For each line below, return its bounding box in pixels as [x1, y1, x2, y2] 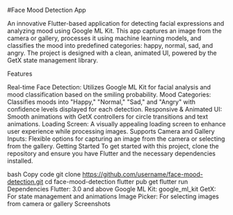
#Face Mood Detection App [7, 6, 86, 14]
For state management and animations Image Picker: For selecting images [7, 192, 219, 200]
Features [7, 69, 33, 78]
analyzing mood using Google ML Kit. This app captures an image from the [7, 27, 223, 35]
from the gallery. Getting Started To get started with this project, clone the [7, 142, 219, 150]
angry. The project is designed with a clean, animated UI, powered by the [7, 49, 217, 57]
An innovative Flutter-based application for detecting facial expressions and [7, 19, 225, 27]
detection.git [7, 178, 44, 186]
